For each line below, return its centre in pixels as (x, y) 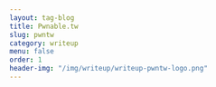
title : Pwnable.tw (44, 26)
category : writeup (44, 43)
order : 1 (26, 60)
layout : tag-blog (42, 18)
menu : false (32, 52)
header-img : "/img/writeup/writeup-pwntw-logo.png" (108, 69)
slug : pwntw (32, 34)
